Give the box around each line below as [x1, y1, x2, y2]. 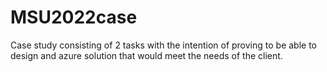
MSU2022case [10, 6, 138, 29]
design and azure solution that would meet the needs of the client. [10, 49, 283, 61]
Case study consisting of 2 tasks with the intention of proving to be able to [10, 39, 317, 51]
